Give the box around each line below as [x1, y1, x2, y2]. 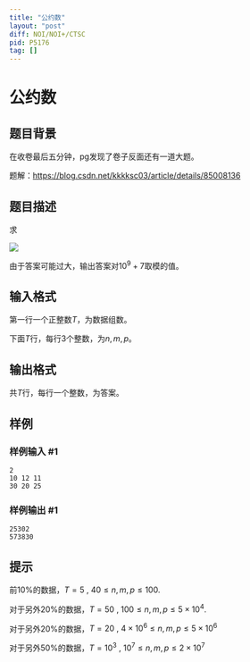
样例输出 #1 [9, 504, 58, 516]
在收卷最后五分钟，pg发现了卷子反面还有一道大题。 [9, 151, 199, 162]
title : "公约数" [9, 13, 66, 22]
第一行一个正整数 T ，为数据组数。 [9, 314, 132, 325]
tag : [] [9, 46, 38, 55]
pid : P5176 [9, 38, 50, 47]
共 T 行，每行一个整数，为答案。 [9, 388, 125, 398]
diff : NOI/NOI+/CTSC [9, 29, 87, 38]
